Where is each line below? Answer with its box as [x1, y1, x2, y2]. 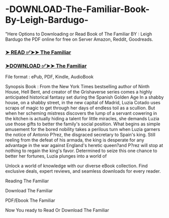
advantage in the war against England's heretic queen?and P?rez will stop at [5, 142, 163, 149]
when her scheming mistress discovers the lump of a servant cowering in [5, 110, 157, 116]
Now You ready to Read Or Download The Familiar [5, 207, 109, 213]
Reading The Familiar [5, 178, 49, 184]
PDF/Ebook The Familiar [5, 197, 55, 203]
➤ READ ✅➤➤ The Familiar [5, 49, 71, 56]
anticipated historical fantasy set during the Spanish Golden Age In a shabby [5, 94, 164, 100]
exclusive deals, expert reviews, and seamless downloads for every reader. [5, 168, 161, 174]
